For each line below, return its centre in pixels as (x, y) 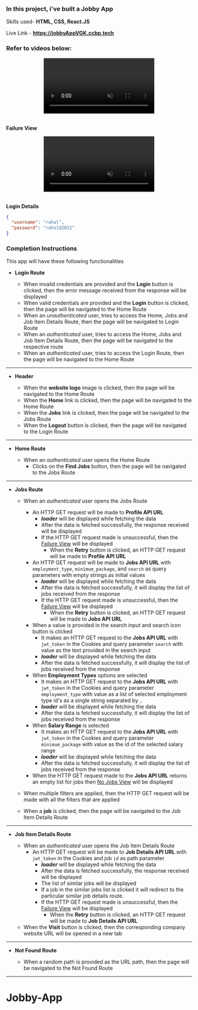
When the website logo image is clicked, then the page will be (99, 388)
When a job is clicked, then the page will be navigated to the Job (102, 811)
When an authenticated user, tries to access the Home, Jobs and (102, 335)
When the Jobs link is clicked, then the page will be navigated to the (106, 413)
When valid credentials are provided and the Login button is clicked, (106, 303)
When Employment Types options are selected (90, 675)
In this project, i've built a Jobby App (60, 9)
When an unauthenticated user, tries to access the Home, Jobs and (105, 316)
